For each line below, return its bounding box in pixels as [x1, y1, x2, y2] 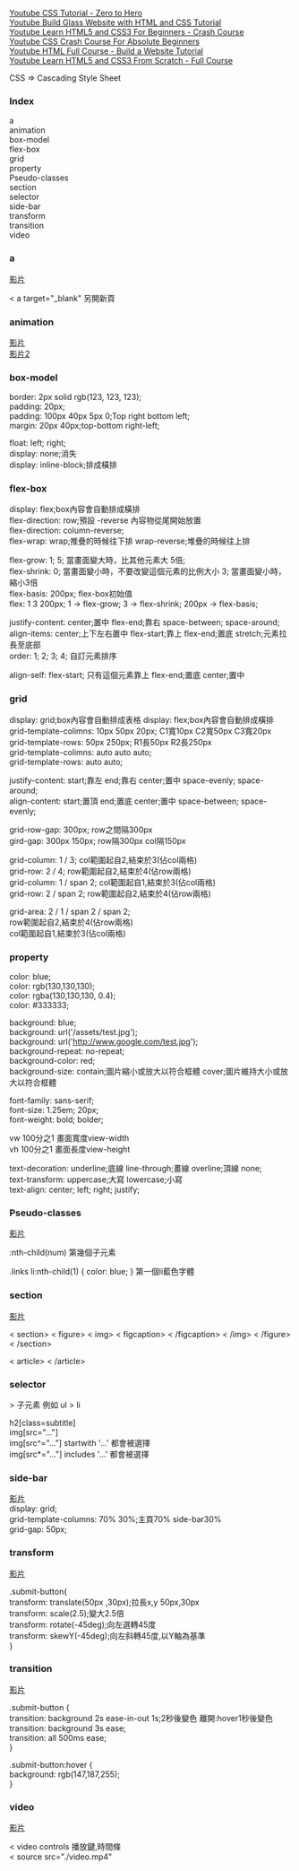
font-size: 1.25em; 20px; [9, 1105, 99, 1116]
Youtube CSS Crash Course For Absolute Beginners [9, 36, 200, 47]
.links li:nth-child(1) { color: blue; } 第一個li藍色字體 [9, 1266, 195, 1277]
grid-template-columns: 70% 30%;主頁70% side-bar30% [9, 1514, 222, 1525]
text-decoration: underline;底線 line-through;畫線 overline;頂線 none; [9, 1163, 262, 1174]
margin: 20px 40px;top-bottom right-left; [9, 421, 160, 431]
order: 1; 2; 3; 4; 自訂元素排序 [9, 650, 117, 662]
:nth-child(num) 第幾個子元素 [9, 1247, 116, 1258]
